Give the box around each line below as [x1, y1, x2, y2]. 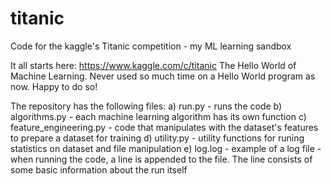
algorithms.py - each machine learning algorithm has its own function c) [10, 110, 307, 122]
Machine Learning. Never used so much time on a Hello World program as [10, 70, 316, 82]
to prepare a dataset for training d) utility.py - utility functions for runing [10, 132, 305, 144]
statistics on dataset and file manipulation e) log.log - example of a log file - [10, 142, 322, 154]
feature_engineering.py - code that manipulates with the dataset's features [10, 121, 319, 133]
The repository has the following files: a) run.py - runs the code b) [10, 100, 283, 112]
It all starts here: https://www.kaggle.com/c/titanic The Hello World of [10, 59, 297, 71]
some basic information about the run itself [10, 163, 188, 176]
